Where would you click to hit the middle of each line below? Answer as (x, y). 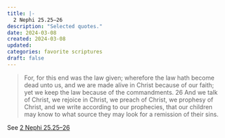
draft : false (26, 58)
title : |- (21, 13)
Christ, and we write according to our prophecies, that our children (118, 106)
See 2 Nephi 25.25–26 (39, 127)
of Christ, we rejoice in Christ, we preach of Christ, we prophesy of (119, 100)
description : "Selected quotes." (55, 26)
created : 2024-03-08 (37, 39)
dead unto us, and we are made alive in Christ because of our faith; (119, 85)
